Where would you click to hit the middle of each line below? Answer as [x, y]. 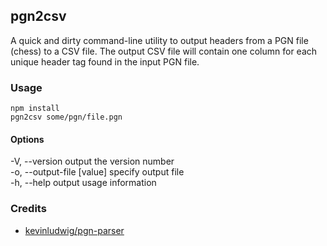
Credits [28, 209]
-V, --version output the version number [92, 161]
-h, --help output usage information [83, 183]
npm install [35, 109]
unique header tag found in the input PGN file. [105, 61]
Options [27, 139]
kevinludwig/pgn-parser [74, 230]
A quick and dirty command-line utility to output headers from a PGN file [159, 40]
